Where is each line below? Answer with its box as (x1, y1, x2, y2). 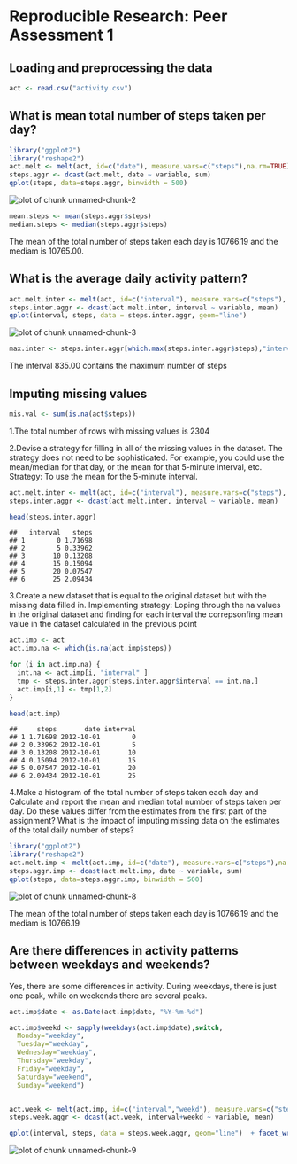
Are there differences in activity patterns (9, 943, 239, 958)
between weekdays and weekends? (9, 957, 210, 973)
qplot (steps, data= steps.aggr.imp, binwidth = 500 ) (9, 875, 203, 884)
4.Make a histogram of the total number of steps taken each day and (9, 787, 259, 798)
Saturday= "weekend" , (17, 1073, 93, 1082)
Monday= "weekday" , (17, 1031, 86, 1041)
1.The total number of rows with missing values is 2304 (9, 426, 210, 436)
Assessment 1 (9, 25, 114, 45)
